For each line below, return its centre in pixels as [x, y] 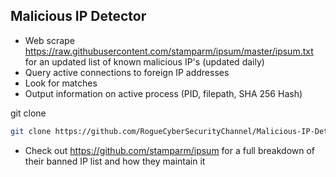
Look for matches [61, 83]
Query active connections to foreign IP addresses [127, 72]
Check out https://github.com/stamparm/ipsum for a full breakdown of [170, 150]
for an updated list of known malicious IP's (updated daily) [144, 61]
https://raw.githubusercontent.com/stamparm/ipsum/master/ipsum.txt [169, 51]
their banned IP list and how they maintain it [115, 161]
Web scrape [49, 40]
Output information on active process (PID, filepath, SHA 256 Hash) [163, 93]
